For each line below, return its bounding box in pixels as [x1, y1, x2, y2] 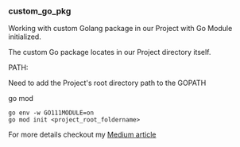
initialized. [8, 32, 41, 41]
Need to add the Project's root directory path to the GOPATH [8, 78, 207, 88]
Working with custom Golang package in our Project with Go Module [8, 24, 233, 33]
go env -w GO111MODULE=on [8, 109, 94, 117]
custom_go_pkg [8, 6, 72, 17]
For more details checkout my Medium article [8, 130, 157, 140]
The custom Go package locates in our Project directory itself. [8, 48, 211, 57]
